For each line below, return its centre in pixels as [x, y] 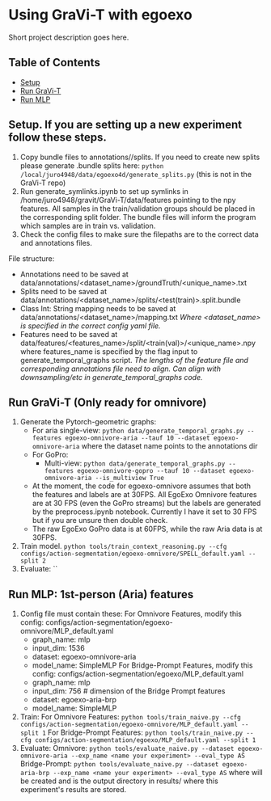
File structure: [32, 258]
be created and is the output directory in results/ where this [119, 781]
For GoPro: [50, 455]
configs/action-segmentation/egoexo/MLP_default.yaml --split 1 [146, 740]
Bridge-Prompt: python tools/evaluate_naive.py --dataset [119, 764]
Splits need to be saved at [64, 291]
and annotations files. [56, 242]
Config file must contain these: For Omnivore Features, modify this [131, 614]
